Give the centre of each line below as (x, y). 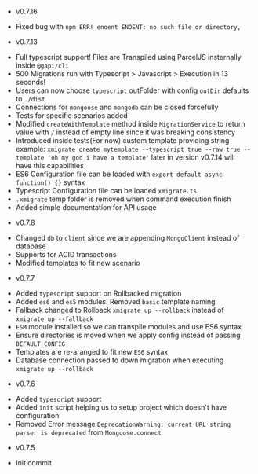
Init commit (34, 463)
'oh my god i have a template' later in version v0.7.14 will (141, 157)
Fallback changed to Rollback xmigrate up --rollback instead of (120, 310)
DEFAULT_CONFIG (40, 344)
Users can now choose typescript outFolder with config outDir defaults (132, 90)
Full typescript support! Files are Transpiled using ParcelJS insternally (128, 57)
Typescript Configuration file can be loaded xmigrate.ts (106, 191)
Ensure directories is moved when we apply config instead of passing (128, 335)
